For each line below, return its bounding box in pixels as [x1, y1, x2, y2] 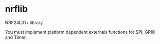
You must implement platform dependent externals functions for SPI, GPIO [5, 29, 156, 35]
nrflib [5, 3, 28, 15]
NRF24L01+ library [5, 20, 43, 25]
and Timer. [5, 34, 27, 40]
